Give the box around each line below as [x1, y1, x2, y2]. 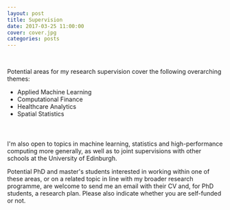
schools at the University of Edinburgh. [7, 155, 118, 163]
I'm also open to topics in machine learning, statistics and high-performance [7, 140, 223, 148]
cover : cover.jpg [7, 29, 57, 36]
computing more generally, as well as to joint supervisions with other [7, 147, 201, 155]
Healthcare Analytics [16, 103, 77, 111]
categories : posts [7, 36, 60, 42]
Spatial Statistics [16, 110, 65, 118]
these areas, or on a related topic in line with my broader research [7, 175, 194, 183]
